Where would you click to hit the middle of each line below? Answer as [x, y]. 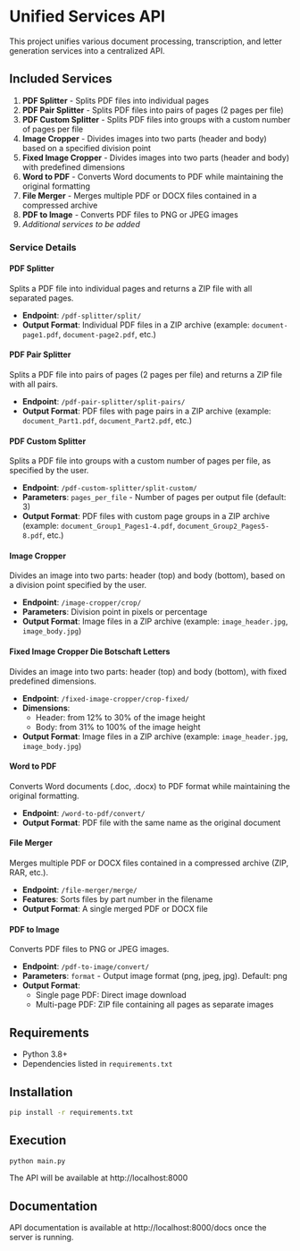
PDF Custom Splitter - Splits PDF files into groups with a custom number [156, 119]
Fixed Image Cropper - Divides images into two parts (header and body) [156, 157]
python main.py [37, 1161]
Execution [38, 1140]
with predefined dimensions [73, 166]
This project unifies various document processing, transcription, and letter [146, 41]
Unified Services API [87, 17]
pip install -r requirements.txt [71, 1112]
